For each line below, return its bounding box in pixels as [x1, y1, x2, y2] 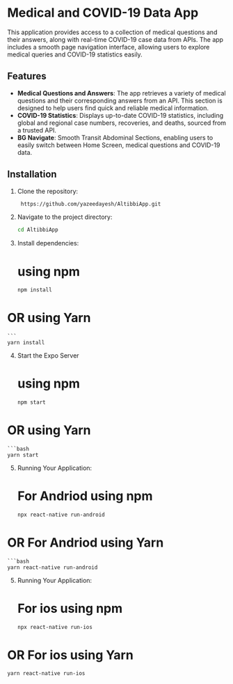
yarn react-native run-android [7, 563, 98, 571]
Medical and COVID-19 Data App [7, 5, 199, 21]
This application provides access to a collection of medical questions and [7, 28, 218, 36]
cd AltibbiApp [17, 227, 58, 234]
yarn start [7, 451, 39, 458]
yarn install [7, 340, 45, 347]
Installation [7, 169, 57, 181]
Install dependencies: [17, 239, 79, 248]
